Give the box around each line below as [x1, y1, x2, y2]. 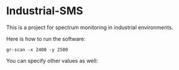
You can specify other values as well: [6, 57, 98, 64]
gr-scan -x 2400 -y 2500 [6, 46, 68, 53]
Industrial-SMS [6, 4, 84, 18]
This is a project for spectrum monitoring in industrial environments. [6, 24, 174, 31]
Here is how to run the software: [6, 35, 86, 42]
